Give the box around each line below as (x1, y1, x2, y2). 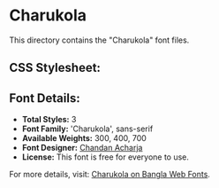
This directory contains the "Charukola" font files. (9, 35, 190, 45)
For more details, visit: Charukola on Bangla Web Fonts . (9, 169, 210, 180)
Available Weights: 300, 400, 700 (21, 133, 147, 144)
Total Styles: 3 (21, 114, 77, 125)
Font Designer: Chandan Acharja (21, 143, 143, 153)
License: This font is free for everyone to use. (21, 152, 190, 162)
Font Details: (9, 90, 81, 106)
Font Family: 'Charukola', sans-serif (21, 123, 154, 134)
